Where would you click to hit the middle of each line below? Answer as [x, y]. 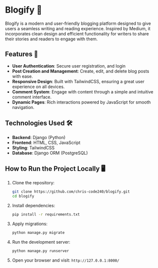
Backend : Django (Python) [39, 137]
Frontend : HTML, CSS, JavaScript [46, 143]
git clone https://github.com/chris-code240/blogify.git [71, 192]
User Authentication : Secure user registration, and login [69, 66]
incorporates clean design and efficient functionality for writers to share [77, 34]
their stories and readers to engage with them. [52, 39]
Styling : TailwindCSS [33, 147]
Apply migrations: [30, 224]
